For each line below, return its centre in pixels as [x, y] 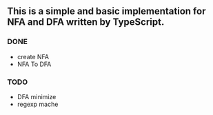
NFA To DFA [34, 64]
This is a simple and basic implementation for [106, 11]
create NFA [33, 56]
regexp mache [38, 104]
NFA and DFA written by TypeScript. [86, 22]
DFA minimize [37, 96]
